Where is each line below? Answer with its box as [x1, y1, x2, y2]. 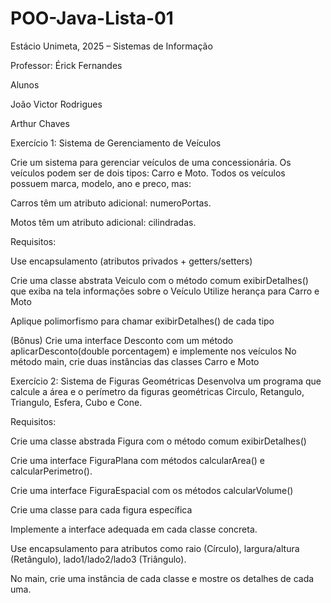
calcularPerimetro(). [10, 465, 93, 477]
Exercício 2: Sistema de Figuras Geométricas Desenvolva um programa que [10, 375, 322, 387]
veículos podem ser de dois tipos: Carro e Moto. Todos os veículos [10, 167, 286, 179]
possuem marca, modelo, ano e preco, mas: [10, 177, 192, 189]
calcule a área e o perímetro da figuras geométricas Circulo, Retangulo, [10, 385, 305, 397]
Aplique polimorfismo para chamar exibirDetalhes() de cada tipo [10, 315, 275, 327]
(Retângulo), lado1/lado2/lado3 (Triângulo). [10, 553, 187, 565]
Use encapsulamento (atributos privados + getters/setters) [10, 255, 253, 267]
